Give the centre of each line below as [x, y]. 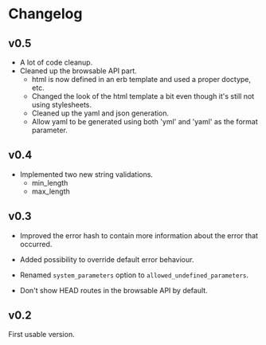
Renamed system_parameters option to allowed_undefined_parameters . [134, 275]
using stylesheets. [62, 105]
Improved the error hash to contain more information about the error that [139, 235]
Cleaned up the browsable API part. [78, 71]
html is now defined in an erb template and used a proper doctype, [141, 79]
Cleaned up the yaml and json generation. [100, 113]
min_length [50, 182]
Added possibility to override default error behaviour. [107, 259]
